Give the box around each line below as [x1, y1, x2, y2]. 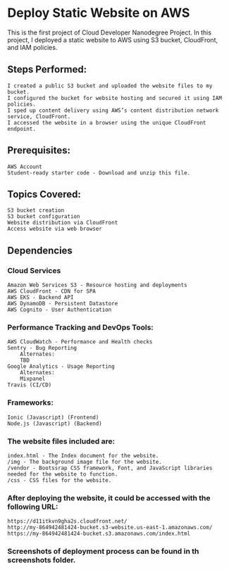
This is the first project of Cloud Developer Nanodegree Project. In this [7, 28, 212, 37]
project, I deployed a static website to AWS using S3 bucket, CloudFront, [7, 35, 218, 44]
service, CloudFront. [7, 113, 71, 120]
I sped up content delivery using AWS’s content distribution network [7, 107, 219, 114]
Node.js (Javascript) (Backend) [7, 420, 102, 427]
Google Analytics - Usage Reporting [7, 363, 115, 370]
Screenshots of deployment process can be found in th [7, 547, 199, 557]
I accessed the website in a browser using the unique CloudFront [7, 119, 206, 126]
